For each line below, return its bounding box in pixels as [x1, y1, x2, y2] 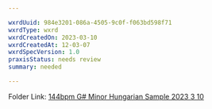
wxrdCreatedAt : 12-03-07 [8, 41, 91, 49]
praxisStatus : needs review [8, 56, 102, 64]
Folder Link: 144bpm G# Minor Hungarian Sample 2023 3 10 [8, 91, 205, 101]
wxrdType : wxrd [8, 25, 59, 34]
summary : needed [8, 63, 62, 72]
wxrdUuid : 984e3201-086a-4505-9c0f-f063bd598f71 [8, 18, 172, 26]
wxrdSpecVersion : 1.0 [8, 49, 80, 56]
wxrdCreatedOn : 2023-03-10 [8, 33, 98, 41]
